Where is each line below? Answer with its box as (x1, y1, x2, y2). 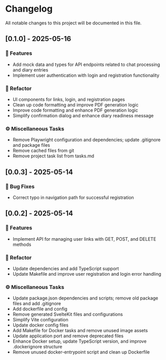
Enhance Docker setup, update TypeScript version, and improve (12, 338, 147, 344)
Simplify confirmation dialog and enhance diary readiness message (12, 112, 154, 118)
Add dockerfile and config (12, 306, 68, 312)
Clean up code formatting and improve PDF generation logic (12, 102, 139, 108)
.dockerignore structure (12, 344, 62, 350)
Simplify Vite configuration (12, 317, 69, 323)
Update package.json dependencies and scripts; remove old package (12, 295, 158, 301)
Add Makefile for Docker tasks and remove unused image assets (12, 328, 148, 334)
